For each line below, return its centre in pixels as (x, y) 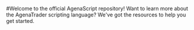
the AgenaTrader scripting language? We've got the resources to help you (96, 15)
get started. (20, 21)
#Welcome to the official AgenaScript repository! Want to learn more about (97, 9)
